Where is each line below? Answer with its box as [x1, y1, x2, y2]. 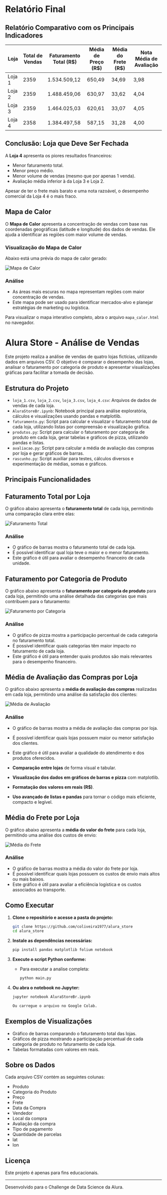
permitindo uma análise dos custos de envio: [5, 832, 97, 838]
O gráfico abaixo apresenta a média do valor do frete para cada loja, [5, 827, 146, 833]
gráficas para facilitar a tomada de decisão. [5, 369, 94, 375]
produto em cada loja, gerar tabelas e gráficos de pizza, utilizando [12, 434, 148, 440]
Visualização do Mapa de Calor [5, 244, 82, 251]
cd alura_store [12, 928, 44, 934]
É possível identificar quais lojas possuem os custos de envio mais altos [12, 871, 160, 877]
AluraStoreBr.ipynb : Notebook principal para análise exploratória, [12, 408, 148, 414]
